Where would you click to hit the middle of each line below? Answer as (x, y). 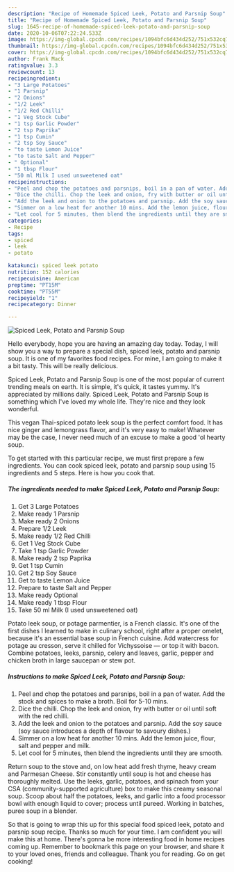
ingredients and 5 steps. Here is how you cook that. (82, 473)
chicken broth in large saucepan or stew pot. (72, 660)
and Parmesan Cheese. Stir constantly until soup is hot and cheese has (110, 774)
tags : (16, 234)
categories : (25, 221)
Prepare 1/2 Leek (42, 529)
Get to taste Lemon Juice (54, 580)
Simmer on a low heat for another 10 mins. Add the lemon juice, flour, (117, 738)
